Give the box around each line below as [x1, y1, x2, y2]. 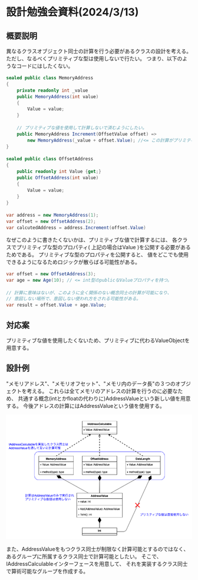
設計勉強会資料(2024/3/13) [6, 5, 139, 19]
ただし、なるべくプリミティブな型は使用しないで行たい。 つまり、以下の [6, 55, 183, 62]
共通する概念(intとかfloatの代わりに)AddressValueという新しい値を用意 [17, 395, 191, 402]
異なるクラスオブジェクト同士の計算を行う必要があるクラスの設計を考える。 [6, 48, 192, 54]
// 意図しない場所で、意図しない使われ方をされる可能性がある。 [6, 296, 141, 302]
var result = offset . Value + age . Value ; [6, 302, 107, 308]
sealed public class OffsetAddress [6, 156, 94, 162]
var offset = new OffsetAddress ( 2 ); [6, 218, 96, 225]
